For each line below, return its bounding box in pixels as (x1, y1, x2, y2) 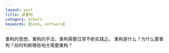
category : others (5, 17, 43, 22)
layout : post (5, 7, 33, 13)
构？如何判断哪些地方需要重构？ (5, 42, 73, 48)
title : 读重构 (5, 12, 33, 17)
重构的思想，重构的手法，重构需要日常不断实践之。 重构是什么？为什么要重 (5, 36, 164, 42)
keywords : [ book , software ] (5, 21, 66, 27)
